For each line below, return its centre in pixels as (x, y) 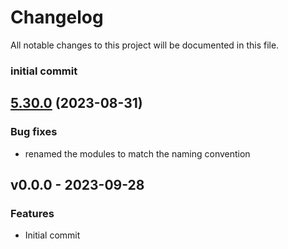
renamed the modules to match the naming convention (137, 153)
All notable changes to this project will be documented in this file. (145, 45)
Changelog (57, 17)
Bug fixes (34, 132)
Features (32, 213)
